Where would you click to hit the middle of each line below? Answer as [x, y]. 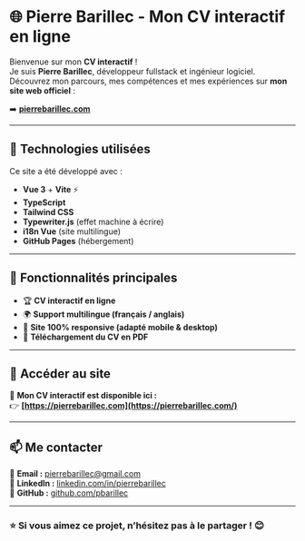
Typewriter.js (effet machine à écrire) [93, 221]
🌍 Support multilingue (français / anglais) [103, 314]
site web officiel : [42, 90]
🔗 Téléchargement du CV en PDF [85, 337]
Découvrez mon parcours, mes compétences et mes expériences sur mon [148, 81]
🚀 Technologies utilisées [80, 149]
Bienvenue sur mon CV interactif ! [74, 62]
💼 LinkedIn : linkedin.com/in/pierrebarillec [88, 484]
